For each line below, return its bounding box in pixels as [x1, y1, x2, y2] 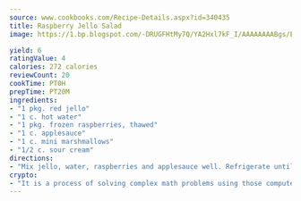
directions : [9, 154, 54, 163]
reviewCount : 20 [9, 71, 70, 80]
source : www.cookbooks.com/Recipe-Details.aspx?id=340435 [9, 13, 230, 22]
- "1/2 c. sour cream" [9, 146, 94, 155]
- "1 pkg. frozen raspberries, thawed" [9, 121, 159, 130]
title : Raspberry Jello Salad [9, 21, 123, 30]
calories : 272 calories [9, 63, 99, 71]
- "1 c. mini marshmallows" [9, 138, 115, 147]
